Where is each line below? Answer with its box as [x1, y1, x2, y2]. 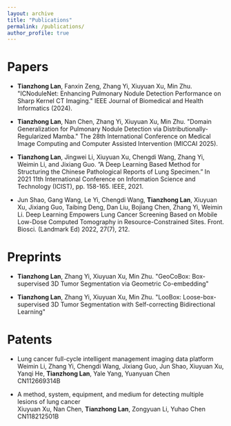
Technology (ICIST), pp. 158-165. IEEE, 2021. [17, 183, 144, 191]
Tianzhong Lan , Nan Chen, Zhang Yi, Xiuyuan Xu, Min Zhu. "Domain [17, 118, 212, 126]
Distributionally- [163, 125, 208, 133]
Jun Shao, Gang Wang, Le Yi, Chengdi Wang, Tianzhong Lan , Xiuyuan [17, 196, 217, 204]
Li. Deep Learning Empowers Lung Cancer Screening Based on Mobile [17, 210, 218, 219]
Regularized [17, 132, 52, 140]
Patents [7, 332, 52, 348]
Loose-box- [182, 293, 217, 302]
